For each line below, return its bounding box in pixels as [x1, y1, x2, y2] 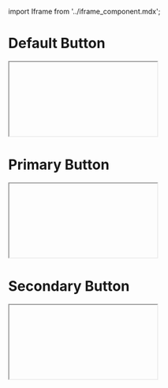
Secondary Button [8, 277, 130, 296]
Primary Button [8, 156, 110, 174]
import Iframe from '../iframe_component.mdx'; [8, 7, 161, 16]
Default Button [8, 35, 106, 52]
